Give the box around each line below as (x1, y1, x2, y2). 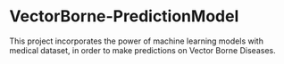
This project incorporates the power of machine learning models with (9, 36, 263, 46)
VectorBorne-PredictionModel (9, 6, 239, 27)
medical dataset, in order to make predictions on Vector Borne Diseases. (9, 44, 276, 55)
